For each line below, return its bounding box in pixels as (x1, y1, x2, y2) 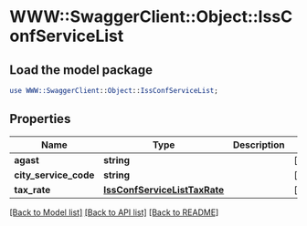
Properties (9, 111, 71, 127)
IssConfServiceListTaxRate (103, 183, 225, 196)
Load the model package (9, 62, 153, 77)
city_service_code (14, 169, 95, 181)
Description (232, 139, 285, 151)
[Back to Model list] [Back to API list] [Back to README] (9, 207, 219, 218)
